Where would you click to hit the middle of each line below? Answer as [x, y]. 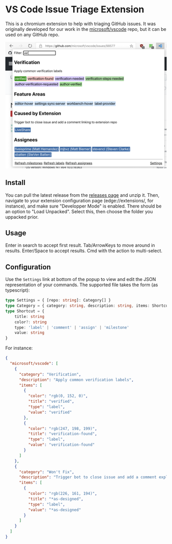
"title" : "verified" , [51, 402]
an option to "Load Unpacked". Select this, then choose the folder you [79, 211]
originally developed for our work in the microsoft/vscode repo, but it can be [86, 29]
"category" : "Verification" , [50, 374]
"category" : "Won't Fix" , [46, 472]
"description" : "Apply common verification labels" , [76, 380]
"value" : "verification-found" [61, 445]
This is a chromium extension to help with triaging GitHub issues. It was [81, 24]
